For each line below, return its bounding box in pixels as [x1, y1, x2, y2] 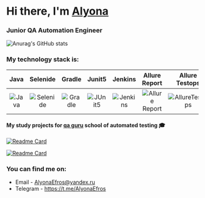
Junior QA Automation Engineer [6, 26, 103, 35]
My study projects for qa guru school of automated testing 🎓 [6, 122, 166, 129]
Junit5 [87, 75, 107, 83]
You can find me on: [6, 164, 67, 173]
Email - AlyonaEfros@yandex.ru [15, 178, 96, 186]
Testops [176, 78, 200, 87]
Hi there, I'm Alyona [6, 4, 109, 18]
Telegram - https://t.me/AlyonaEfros [15, 185, 106, 193]
